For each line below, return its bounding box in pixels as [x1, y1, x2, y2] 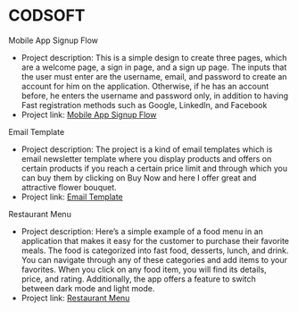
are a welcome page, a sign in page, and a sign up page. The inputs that [21, 62, 287, 72]
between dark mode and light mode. [21, 282, 155, 293]
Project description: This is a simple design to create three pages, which [21, 52, 287, 63]
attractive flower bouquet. [21, 181, 117, 192]
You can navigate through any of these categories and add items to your [21, 254, 287, 265]
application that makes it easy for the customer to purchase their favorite [21, 235, 290, 246]
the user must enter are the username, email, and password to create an [21, 71, 287, 81]
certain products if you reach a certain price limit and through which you [21, 163, 287, 173]
